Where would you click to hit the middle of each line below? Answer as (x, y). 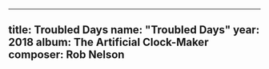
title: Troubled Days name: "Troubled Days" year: (134, 30)
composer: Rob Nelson (66, 55)
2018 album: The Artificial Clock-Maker (108, 42)
